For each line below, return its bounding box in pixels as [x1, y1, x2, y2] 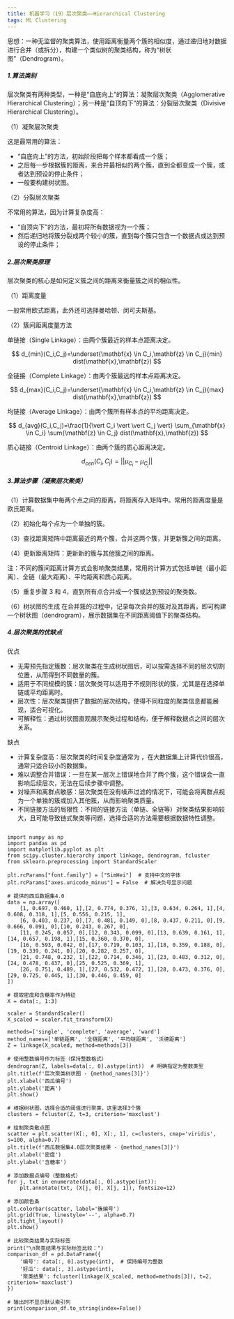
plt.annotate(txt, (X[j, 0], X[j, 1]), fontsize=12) [19, 1184, 176, 1191]
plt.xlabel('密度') [7, 1151, 62, 1158]
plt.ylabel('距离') [7, 1085, 62, 1092]
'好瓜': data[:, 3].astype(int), [19, 1265, 115, 1272]
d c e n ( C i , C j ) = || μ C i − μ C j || [81, 457, 153, 468]
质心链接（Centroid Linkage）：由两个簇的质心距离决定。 [7, 443, 169, 452]
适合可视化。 [29, 706, 67, 714]
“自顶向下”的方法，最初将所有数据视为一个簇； [17, 223, 152, 231]
